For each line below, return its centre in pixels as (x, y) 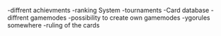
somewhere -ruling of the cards (54, 25)
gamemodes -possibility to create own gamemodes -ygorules (120, 18)
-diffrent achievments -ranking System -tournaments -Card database (108, 10)
